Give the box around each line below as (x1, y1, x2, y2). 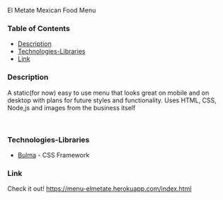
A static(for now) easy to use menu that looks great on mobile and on (7, 88, 210, 97)
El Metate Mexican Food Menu (7, 6, 96, 14)
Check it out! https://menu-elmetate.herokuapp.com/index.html (7, 184, 192, 193)
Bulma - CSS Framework (17, 151, 90, 159)
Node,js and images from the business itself (7, 103, 136, 112)
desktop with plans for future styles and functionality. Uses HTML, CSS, (7, 95, 217, 105)
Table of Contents (7, 23, 71, 33)
